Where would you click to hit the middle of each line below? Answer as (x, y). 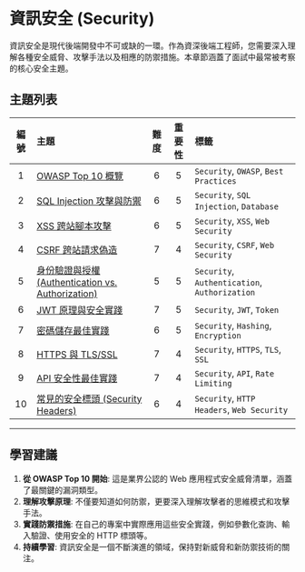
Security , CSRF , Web (235, 245)
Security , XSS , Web (232, 221)
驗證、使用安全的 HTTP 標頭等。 (91, 535)
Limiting (213, 383)
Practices (216, 181)
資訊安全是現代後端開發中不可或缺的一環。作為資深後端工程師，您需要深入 (148, 45)
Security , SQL (223, 195)
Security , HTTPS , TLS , (238, 349)
